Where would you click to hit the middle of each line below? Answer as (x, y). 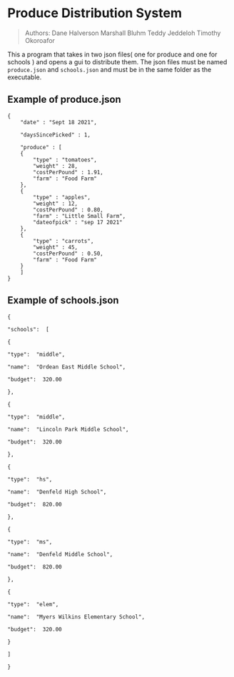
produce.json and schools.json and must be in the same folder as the (110, 69)
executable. (25, 77)
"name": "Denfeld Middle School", (60, 554)
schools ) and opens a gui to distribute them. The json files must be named (117, 61)
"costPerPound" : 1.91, (68, 172)
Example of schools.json (63, 300)
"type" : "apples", (62, 197)
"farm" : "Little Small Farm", (80, 216)
